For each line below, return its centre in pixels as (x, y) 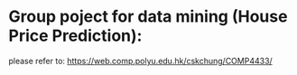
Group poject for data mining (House (148, 17)
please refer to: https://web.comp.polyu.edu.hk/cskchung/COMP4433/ (140, 61)
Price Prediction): (75, 36)
